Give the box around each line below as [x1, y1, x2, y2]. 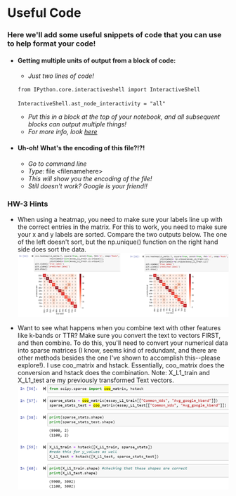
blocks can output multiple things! [27, 120, 127, 129]
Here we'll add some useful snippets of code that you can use [7, 30, 222, 40]
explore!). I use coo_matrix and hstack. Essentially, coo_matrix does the [17, 360, 225, 370]
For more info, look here [27, 128, 98, 136]
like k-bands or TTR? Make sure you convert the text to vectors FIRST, [17, 331, 221, 339]
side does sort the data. [17, 244, 86, 254]
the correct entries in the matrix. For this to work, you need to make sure [17, 223, 228, 231]
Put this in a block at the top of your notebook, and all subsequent [27, 112, 220, 121]
